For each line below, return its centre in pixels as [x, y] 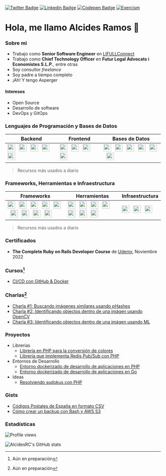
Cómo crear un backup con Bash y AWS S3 [57, 411]
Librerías [21, 345]
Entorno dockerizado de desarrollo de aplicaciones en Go [78, 372]
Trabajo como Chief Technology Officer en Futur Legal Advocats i [81, 59]
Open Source [26, 103]
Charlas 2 [16, 295]
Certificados [21, 241]
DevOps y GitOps [30, 113]
